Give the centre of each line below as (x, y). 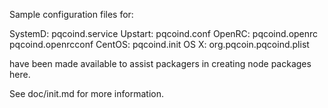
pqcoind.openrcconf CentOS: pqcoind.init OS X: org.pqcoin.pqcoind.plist (159, 44)
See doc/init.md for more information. (86, 93)
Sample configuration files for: (71, 14)
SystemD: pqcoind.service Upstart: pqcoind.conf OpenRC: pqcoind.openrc (164, 33)
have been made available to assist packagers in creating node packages (160, 63)
